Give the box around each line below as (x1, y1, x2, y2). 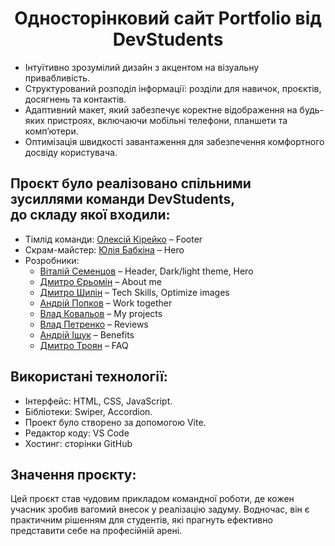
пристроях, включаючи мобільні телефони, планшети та (47, 114, 288, 126)
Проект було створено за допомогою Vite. (24, 416, 207, 428)
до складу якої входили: (10, 207, 171, 224)
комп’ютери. (24, 125, 79, 137)
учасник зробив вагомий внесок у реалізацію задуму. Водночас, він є (10, 503, 310, 516)
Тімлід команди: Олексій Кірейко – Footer (24, 233, 203, 245)
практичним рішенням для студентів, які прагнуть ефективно (10, 514, 273, 526)
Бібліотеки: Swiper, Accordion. (24, 405, 153, 417)
